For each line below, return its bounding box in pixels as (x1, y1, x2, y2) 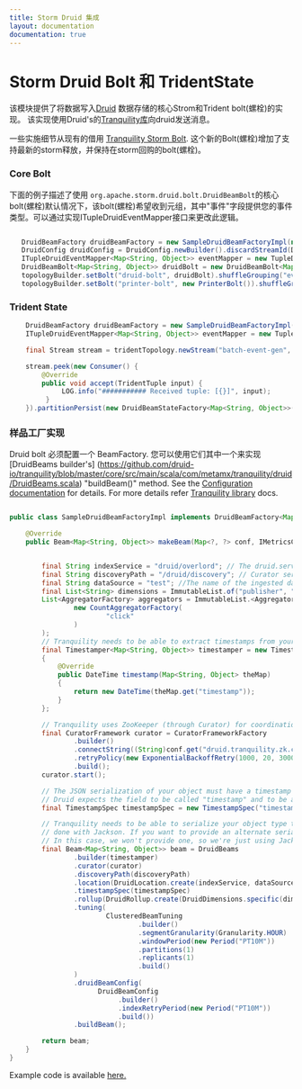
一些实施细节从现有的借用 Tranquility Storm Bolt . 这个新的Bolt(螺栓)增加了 (9, 133, 282, 144)
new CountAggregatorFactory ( (73, 604, 182, 613)
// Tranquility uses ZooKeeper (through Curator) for (41, 720, 247, 729)
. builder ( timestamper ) (73, 852, 159, 862)
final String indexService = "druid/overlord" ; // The (41, 562, 252, 571)
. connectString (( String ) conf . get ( (73, 745, 203, 754)
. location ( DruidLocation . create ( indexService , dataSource (73, 878, 296, 887)
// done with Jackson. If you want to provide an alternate (41, 828, 271, 837)
